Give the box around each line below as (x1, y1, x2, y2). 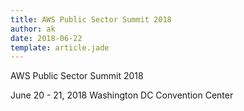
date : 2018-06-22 (10, 33, 83, 43)
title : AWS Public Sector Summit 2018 (10, 14, 172, 25)
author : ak (10, 24, 56, 34)
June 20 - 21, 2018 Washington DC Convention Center (10, 89, 234, 101)
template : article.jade (10, 42, 110, 53)
